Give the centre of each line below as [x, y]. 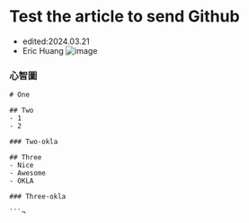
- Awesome [28, 173]
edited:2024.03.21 [56, 41]
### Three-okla [38, 197]
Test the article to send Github [124, 17]
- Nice [22, 166]
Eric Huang [43, 50]
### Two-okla [34, 142]
